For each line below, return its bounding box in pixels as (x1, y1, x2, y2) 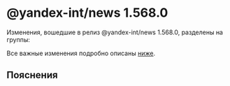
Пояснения (6, 69, 58, 81)
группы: (6, 35, 31, 43)
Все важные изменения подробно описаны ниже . (6, 49, 155, 57)
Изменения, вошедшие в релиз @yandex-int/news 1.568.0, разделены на (6, 28, 223, 36)
